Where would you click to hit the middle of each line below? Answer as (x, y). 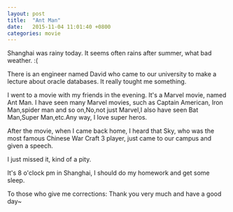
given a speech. (30, 146)
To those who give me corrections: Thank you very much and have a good (114, 194)
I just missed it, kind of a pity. (49, 160)
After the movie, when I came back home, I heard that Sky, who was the (111, 131)
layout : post (26, 14)
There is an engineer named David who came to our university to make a (112, 74)
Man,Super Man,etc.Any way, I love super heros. (77, 118)
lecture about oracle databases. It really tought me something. (97, 82)
